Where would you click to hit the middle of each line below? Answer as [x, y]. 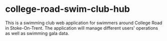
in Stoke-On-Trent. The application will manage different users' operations [82, 28]
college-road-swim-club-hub [67, 9]
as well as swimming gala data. [37, 33]
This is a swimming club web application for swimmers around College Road [84, 23]
